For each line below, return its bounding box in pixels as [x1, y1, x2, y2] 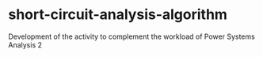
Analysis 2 [8, 40, 42, 49]
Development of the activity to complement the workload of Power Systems [8, 32, 255, 41]
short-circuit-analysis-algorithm [8, 6, 228, 24]
